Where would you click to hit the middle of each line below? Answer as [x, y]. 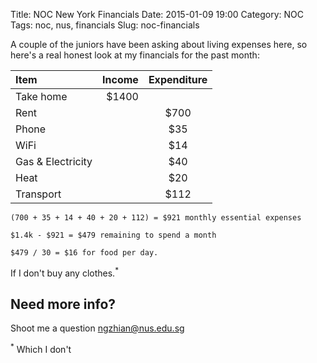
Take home [41, 96]
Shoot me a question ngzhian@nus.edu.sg [97, 328]
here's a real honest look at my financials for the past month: [135, 55]
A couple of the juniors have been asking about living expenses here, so [159, 44]
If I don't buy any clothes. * [64, 272]
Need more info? [63, 304]
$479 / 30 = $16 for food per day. [84, 253]
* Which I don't [41, 349]
